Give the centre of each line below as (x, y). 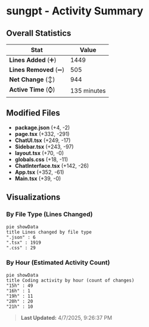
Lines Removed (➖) (37, 70)
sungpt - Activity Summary (75, 11)
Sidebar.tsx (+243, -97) (44, 146)
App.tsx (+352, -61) (39, 172)
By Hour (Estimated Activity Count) (58, 263)
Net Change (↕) (32, 79)
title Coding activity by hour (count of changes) (70, 280)
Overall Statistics (39, 33)
